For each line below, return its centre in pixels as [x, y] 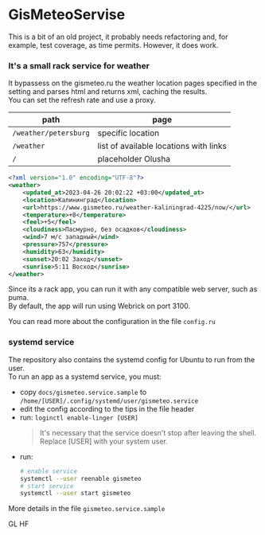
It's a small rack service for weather [79, 65]
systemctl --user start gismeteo [75, 494]
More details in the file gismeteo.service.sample [87, 509]
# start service [47, 486]
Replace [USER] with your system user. [104, 441]
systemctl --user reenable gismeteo [80, 478]
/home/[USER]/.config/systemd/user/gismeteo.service [109, 401]
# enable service [49, 471]
